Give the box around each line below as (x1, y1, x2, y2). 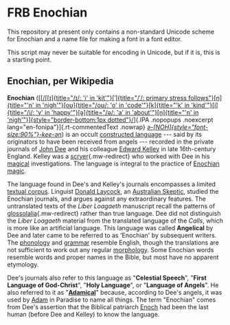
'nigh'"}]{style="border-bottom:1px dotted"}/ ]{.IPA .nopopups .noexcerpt (7, 115, 214, 124)
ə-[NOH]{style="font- (146, 122, 208, 131)
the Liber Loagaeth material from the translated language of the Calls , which (7, 216, 224, 225)
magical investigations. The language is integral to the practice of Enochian (7, 159, 220, 168)
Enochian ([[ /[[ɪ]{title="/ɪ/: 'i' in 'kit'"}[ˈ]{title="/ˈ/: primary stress (7, 93, 187, 102)
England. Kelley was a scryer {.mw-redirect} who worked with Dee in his (7, 152, 211, 160)
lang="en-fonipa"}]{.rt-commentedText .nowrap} (7, 122, 146, 131)
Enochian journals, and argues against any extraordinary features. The (7, 194, 206, 203)
